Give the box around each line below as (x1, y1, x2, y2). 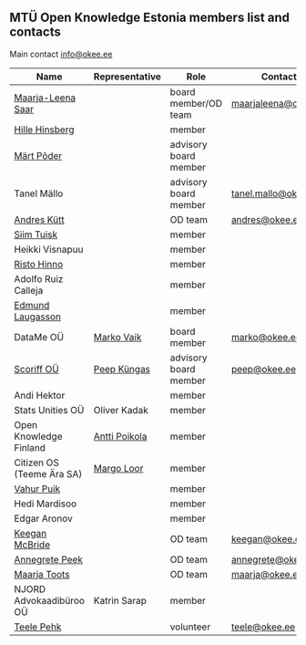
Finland (14, 441, 46, 453)
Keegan (14, 526, 47, 539)
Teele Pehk (14, 620, 62, 633)
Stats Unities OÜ (14, 403, 85, 416)
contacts (9, 25, 61, 40)
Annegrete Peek (14, 553, 84, 566)
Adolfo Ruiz (14, 272, 64, 285)
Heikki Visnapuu (14, 243, 84, 255)
